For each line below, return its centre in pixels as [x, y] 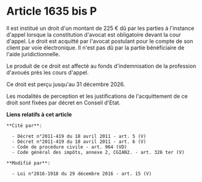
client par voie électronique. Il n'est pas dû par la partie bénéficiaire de [95, 48]
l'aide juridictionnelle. [33, 54]
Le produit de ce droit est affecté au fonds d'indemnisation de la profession [101, 66]
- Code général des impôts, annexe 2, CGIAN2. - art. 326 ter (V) [98, 152]
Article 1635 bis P [52, 11]
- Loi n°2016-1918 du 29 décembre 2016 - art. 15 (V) [82, 173]
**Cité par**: [24, 126]
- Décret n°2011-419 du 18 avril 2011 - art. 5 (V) [79, 136]
